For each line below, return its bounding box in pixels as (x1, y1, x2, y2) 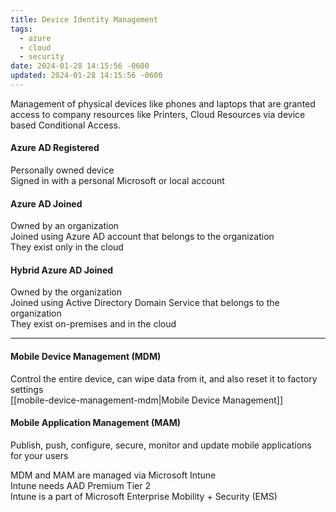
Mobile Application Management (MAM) (10, 417, 181, 429)
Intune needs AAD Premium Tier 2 (10, 479, 151, 491)
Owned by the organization (10, 286, 122, 298)
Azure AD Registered (10, 142, 100, 154)
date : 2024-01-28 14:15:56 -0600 (10, 61, 150, 71)
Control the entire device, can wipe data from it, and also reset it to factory (10, 372, 318, 385)
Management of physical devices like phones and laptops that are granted (10, 97, 316, 110)
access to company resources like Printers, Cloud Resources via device (10, 108, 306, 120)
